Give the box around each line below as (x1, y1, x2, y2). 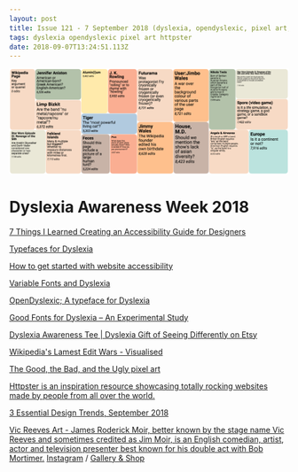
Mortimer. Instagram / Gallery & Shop (9, 453, 145, 463)
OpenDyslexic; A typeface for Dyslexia (9, 295, 151, 306)
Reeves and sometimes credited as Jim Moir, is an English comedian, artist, (9, 434, 285, 445)
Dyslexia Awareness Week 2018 (9, 197, 250, 217)
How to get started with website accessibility (9, 260, 174, 271)
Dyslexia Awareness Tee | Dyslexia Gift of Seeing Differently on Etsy (9, 329, 258, 340)
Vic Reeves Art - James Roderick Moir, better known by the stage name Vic (9, 424, 285, 435)
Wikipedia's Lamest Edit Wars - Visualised (9, 346, 163, 357)
